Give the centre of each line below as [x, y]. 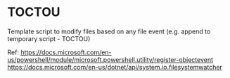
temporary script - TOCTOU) [49, 38]
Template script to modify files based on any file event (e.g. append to [109, 31]
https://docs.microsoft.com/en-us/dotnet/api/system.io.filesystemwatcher [115, 67]
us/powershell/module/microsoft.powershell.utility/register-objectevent [110, 59]
